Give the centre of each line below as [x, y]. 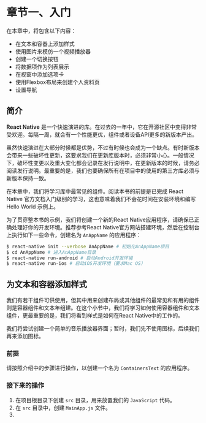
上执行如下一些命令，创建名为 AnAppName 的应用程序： [74, 235]
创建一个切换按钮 [37, 59]
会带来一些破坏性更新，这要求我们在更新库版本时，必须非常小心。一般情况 [100, 155]
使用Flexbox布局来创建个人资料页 [57, 82]
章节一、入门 [39, 13]
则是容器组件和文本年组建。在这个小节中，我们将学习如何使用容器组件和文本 [103, 308]
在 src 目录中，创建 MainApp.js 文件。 [63, 408]
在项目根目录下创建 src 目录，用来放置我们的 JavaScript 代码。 [95, 400]
